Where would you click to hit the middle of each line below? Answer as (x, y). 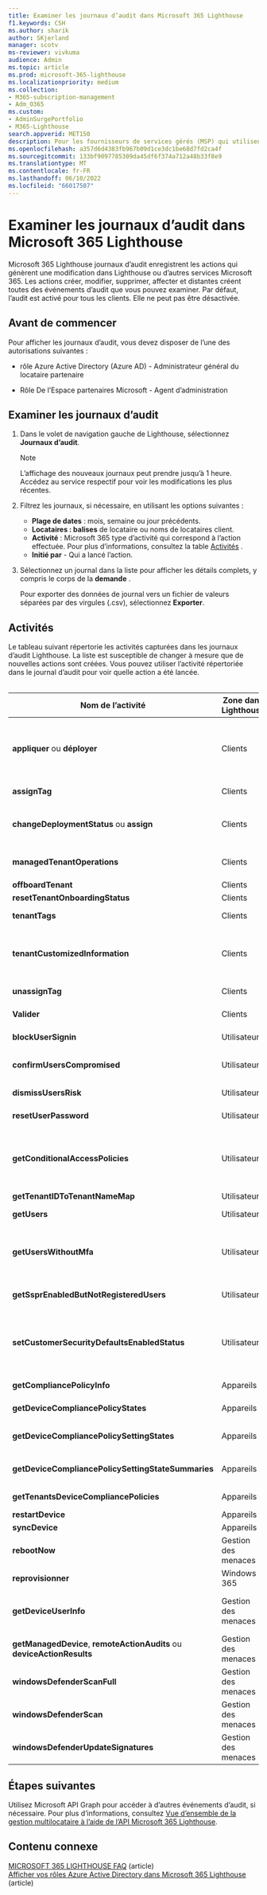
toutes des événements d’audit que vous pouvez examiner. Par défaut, (123, 289)
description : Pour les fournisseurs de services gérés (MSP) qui (118, 141)
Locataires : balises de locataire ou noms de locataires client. (133, 529)
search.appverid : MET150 (49, 134)
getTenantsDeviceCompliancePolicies (86, 1497)
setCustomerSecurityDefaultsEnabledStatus (99, 1343)
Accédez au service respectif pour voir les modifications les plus (126, 482)
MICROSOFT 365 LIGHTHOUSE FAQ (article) (81, 1866)
